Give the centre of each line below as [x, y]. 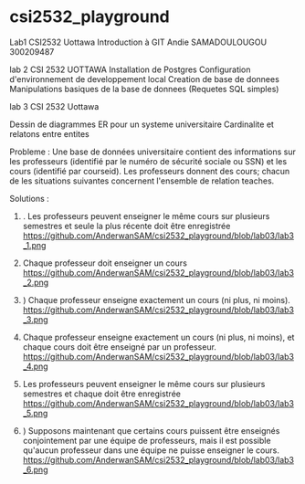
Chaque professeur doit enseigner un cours [105, 263]
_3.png [35, 319]
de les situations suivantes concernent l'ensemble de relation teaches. [142, 181]
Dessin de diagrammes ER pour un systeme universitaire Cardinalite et [142, 124]
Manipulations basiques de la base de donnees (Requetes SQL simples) [144, 89]
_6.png [35, 469]
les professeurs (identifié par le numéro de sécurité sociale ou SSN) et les [148, 161]
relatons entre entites [49, 133]
